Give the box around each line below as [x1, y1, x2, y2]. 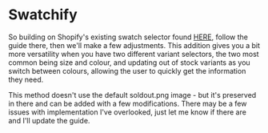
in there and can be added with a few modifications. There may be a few [8, 99, 247, 108]
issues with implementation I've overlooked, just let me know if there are [8, 107, 246, 117]
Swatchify [8, 6, 78, 24]
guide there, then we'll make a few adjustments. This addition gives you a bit [8, 40, 261, 50]
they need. [8, 75, 44, 84]
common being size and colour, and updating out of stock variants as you [8, 58, 250, 67]
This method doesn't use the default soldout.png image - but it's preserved [8, 90, 257, 99]
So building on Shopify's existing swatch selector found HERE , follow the [8, 32, 249, 42]
